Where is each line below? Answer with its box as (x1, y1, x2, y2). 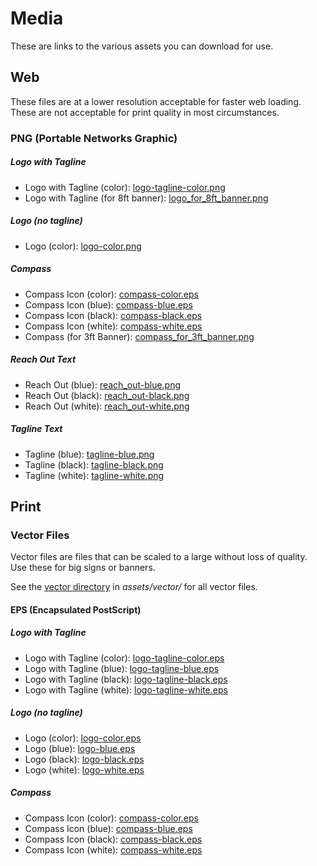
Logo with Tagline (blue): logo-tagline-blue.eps (24, 662, 220, 674)
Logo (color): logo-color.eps (24, 732, 142, 744)
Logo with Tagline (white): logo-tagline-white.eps (24, 683, 228, 696)
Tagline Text (10, 423, 63, 435)
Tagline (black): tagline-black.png (24, 458, 164, 471)
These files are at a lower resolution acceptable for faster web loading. (10, 95, 302, 107)
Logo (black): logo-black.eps (24, 753, 145, 765)
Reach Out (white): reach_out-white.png (24, 400, 190, 412)
